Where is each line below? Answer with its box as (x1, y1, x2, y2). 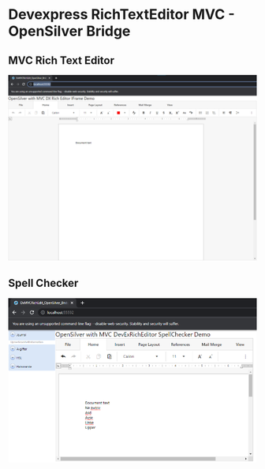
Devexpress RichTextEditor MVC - (8, 6, 235, 24)
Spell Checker (8, 277, 79, 290)
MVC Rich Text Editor (8, 54, 115, 67)
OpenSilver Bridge (8, 22, 131, 40)
